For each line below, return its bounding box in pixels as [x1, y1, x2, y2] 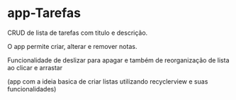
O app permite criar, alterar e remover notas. [7, 42, 137, 50]
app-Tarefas [7, 5, 82, 21]
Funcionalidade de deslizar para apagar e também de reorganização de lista [7, 55, 230, 65]
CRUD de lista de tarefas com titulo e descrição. [7, 28, 148, 37]
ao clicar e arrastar [7, 63, 62, 72]
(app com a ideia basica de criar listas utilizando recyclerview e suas [7, 77, 208, 86]
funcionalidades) [7, 84, 57, 93]
